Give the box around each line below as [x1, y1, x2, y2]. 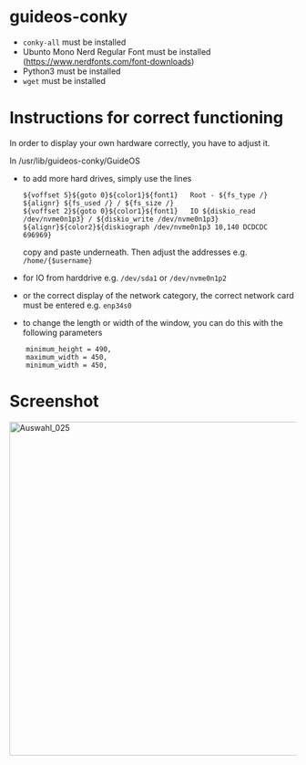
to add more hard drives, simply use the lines [22, 173, 192, 183]
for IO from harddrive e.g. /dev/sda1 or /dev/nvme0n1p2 [22, 272, 228, 283]
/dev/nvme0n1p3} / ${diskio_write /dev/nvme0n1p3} [22, 215, 219, 224]
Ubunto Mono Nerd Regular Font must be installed [22, 46, 211, 57]
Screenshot [9, 391, 99, 412]
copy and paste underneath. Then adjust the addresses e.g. [22, 246, 248, 257]
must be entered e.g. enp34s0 [22, 299, 132, 310]
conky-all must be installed [22, 37, 127, 47]
